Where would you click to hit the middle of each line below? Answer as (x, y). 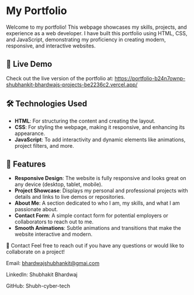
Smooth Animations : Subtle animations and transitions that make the (98, 228)
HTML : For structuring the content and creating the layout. (85, 121)
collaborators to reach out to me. (54, 222)
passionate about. (36, 209)
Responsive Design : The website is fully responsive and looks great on (100, 178)
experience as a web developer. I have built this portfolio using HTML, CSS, (97, 33)
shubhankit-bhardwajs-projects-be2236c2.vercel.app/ (72, 84)
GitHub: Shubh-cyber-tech (38, 286)
